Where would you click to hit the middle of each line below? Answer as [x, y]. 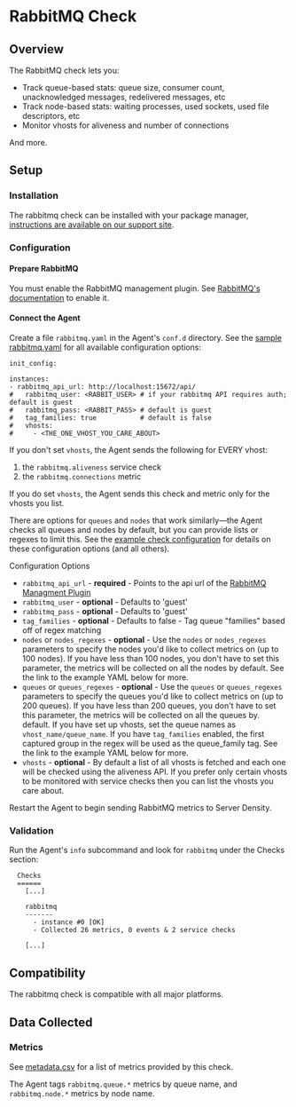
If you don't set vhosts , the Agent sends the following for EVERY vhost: [139, 450]
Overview [37, 49]
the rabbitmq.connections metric [82, 477]
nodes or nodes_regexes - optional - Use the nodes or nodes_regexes [144, 640]
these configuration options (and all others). [90, 549]
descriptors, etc [51, 116]
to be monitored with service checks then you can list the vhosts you [148, 781]
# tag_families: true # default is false [111, 418]
